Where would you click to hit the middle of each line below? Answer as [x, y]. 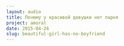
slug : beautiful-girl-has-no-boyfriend [56, 34]
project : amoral [26, 23]
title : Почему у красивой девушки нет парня [62, 17]
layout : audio [24, 12]
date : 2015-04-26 [28, 28]
